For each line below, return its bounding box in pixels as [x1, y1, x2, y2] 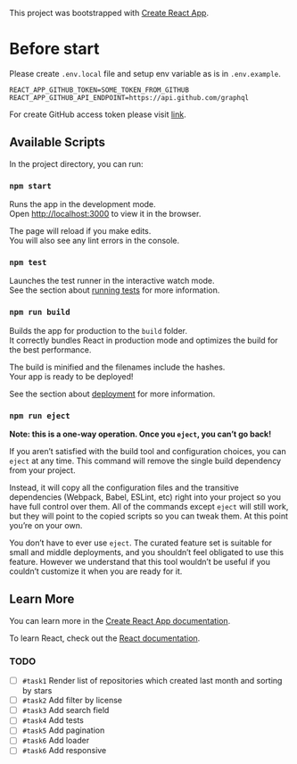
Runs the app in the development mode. [9, 199, 156, 210]
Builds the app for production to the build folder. [9, 325, 188, 336]
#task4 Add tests [21, 715, 85, 726]
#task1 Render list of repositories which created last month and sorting [21, 676, 283, 686]
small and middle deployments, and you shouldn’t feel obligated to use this [9, 546, 284, 557]
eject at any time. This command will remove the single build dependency [9, 455, 282, 466]
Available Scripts [9, 135, 105, 150]
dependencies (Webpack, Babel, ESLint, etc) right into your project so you [9, 491, 282, 502]
